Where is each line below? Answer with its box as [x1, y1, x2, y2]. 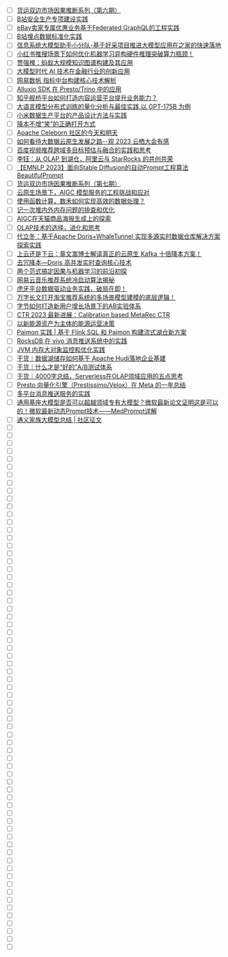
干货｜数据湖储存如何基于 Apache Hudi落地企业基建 [16, 354, 166, 362]
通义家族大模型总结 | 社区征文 [16, 415, 102, 424]
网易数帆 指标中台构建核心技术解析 [16, 76, 116, 84]
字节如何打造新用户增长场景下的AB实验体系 [16, 302, 142, 310]
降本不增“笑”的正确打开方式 [16, 119, 96, 128]
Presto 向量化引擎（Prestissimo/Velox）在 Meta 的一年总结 [16, 381, 186, 389]
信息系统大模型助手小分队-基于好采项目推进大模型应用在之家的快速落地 [16, 41, 222, 49]
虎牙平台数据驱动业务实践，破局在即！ [16, 284, 127, 293]
